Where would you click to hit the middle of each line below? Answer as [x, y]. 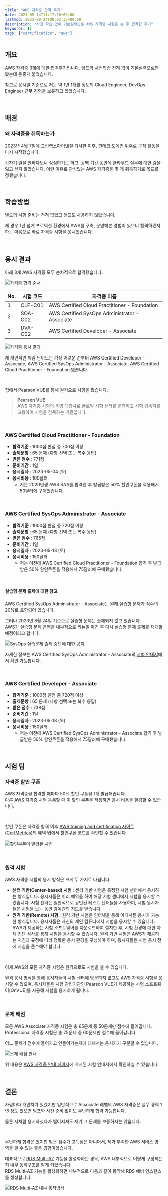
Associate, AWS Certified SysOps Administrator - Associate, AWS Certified [82, 364]
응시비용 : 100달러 [30, 478]
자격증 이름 [105, 297]
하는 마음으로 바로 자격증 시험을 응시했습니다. [49, 232]
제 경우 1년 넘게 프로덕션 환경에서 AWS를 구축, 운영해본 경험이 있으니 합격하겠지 [83, 226]
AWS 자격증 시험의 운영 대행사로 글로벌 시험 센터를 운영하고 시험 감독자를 [89, 406]
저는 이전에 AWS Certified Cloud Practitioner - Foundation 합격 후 [86, 563]
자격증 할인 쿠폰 [23, 782]
